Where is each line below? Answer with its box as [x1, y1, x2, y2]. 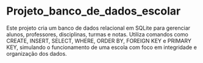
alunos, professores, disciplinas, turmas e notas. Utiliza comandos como [6, 30, 189, 38]
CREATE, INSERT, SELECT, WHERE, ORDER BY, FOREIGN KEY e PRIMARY [6, 37, 192, 44]
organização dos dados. [6, 50, 67, 57]
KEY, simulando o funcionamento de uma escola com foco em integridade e [6, 44, 197, 51]
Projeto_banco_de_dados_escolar [6, 4, 181, 18]
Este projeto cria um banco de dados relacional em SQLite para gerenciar [6, 24, 191, 31]
